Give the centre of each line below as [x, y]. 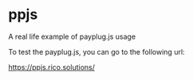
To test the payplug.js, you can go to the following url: [96, 51]
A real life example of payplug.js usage [72, 36]
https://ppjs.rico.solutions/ [52, 67]
